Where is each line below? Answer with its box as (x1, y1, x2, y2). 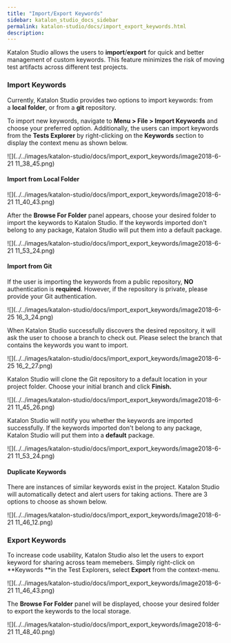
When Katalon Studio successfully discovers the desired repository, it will (7, 326, 216, 335)
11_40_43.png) (14, 197, 55, 206)
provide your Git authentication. (7, 292, 97, 300)
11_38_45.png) (14, 159, 55, 168)
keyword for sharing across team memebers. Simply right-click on (7, 558, 195, 566)
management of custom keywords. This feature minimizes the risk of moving (7, 56, 225, 64)
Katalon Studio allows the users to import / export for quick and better (7, 48, 205, 57)
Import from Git (7, 262, 52, 270)
